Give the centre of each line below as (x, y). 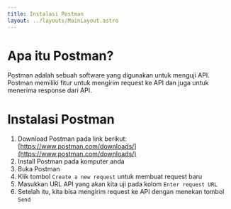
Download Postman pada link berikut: (72, 139)
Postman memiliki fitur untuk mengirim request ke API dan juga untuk (108, 83)
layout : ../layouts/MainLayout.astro (63, 21)
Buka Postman (39, 169)
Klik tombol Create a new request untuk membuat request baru (110, 177)
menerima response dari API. (50, 90)
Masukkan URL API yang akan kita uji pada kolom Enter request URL (117, 184)
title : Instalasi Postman (45, 14)
